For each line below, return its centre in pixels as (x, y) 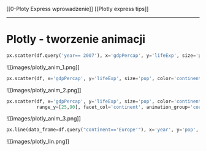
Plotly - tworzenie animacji (76, 39)
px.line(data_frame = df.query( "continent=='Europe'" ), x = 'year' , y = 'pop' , (103, 130)
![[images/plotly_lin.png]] (38, 142)
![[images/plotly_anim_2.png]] (44, 90)
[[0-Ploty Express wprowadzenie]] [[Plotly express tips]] (78, 9)
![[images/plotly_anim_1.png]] (43, 67)
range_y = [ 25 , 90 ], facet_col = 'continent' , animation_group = (113, 107)
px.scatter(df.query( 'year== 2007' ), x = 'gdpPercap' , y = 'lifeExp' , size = (101, 55)
